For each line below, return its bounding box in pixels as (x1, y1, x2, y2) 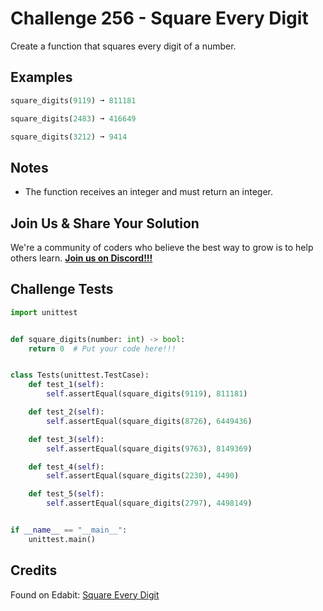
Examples (10, 69, 73, 86)
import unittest (10, 307, 78, 317)
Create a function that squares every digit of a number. (10, 40, 237, 52)
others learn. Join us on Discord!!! (10, 252, 153, 264)
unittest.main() (28, 534, 97, 544)
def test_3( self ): (28, 434, 105, 444)
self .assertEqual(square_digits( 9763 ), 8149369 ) (46, 443, 253, 454)
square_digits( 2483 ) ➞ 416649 (10, 113, 137, 124)
